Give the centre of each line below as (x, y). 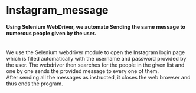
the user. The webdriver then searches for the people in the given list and (95, 65)
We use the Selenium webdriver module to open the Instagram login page (96, 52)
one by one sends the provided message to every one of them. (83, 71)
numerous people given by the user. (51, 33)
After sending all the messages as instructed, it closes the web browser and (98, 78)
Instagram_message (57, 10)
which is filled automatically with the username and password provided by (96, 59)
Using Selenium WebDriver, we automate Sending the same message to (96, 26)
